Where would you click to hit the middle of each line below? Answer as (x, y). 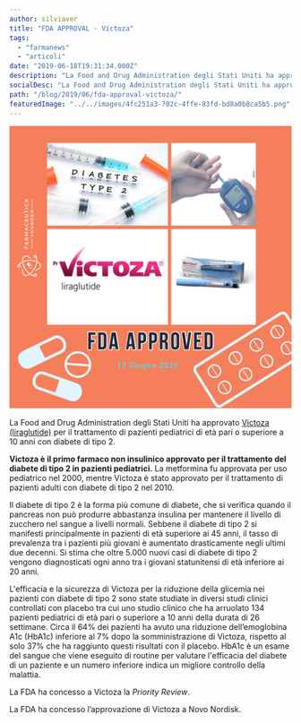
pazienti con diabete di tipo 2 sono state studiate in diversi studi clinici (139, 598)
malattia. (25, 674)
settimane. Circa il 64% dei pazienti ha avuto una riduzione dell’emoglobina (148, 626)
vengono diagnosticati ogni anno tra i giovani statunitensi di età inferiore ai (147, 562)
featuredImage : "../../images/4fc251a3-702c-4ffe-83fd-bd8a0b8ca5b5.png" (150, 104)
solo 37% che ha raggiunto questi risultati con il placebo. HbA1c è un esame (150, 646)
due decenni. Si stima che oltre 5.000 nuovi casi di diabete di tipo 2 (133, 552)
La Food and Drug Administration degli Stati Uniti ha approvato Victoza (140, 422)
